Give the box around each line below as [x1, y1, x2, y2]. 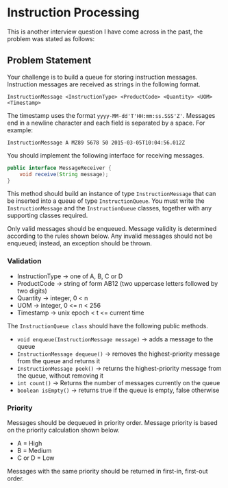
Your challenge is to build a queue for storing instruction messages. [7, 73, 198, 81]
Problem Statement [7, 55, 92, 66]
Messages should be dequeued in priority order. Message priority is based [7, 418, 218, 426]
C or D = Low [16, 454, 55, 462]
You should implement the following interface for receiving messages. [7, 151, 205, 159]
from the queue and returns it [16, 356, 101, 365]
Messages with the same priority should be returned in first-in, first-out [7, 467, 208, 475]
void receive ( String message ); [19, 171, 109, 178]
